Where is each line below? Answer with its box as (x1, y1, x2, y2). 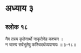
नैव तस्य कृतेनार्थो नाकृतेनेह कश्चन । (5, 36, 63, 42)
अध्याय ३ (5, 2, 34, 14)
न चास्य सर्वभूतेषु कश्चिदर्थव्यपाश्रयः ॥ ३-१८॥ (5, 41, 76, 47)
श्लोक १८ (5, 22, 28, 31)
